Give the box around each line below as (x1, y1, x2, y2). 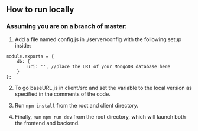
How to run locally (6, 5, 74, 15)
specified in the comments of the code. (14, 90, 111, 98)
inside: (14, 42, 31, 49)
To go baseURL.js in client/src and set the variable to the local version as (14, 84, 192, 91)
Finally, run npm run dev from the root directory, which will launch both (14, 113, 186, 120)
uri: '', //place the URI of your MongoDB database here (27, 63, 170, 69)
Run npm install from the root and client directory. (14, 102, 139, 109)
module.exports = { (6, 53, 54, 59)
